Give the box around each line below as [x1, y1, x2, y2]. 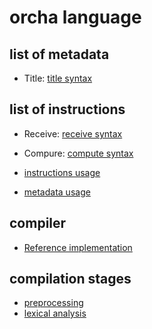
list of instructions [9, 101, 126, 118]
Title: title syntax [23, 72, 93, 84]
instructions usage [23, 166, 101, 178]
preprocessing [23, 297, 84, 309]
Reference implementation [23, 241, 133, 253]
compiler [9, 215, 67, 232]
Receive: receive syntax [23, 127, 123, 140]
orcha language [9, 6, 142, 29]
